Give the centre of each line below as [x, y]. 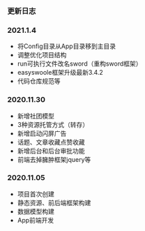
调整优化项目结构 [42, 55]
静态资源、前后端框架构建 [54, 202]
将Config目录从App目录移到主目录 [67, 46]
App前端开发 [36, 220]
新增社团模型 [36, 116]
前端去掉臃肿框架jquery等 [54, 159]
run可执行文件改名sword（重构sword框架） [79, 64]
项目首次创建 [36, 194]
